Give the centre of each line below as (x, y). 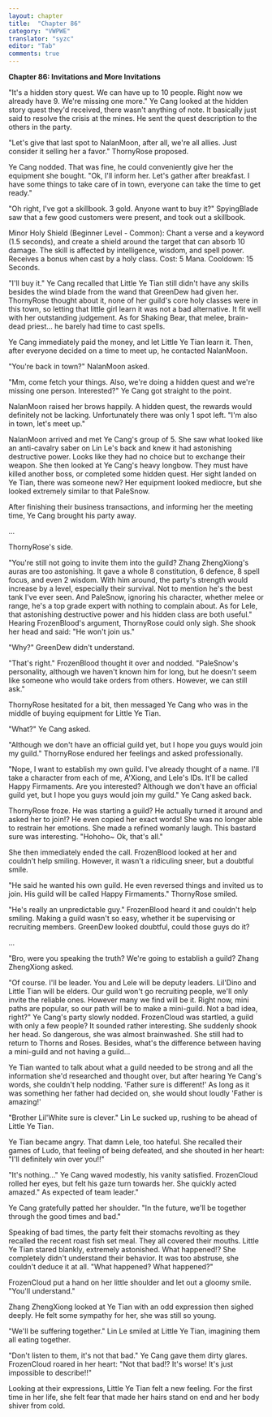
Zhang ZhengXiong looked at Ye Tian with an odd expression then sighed (131, 1307)
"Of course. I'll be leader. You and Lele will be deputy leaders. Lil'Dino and (133, 982)
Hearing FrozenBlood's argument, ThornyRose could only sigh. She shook (132, 623)
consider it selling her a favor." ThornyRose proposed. (99, 151)
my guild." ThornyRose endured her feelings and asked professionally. (126, 753)
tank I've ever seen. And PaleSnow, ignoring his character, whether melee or (136, 597)
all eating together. (40, 1339)
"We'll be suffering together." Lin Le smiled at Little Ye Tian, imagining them (134, 1331)
